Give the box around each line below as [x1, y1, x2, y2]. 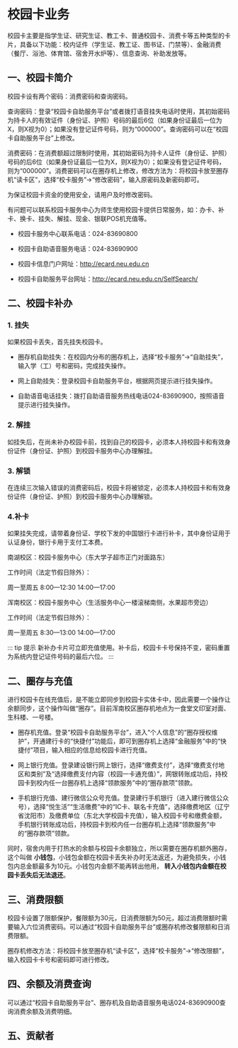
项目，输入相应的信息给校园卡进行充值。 [33, 746, 151, 754]
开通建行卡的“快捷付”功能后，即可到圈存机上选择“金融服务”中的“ [33, 737, 221, 745]
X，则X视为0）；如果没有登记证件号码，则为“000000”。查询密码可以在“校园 [7, 125, 229, 133]
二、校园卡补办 [7, 297, 73, 309]
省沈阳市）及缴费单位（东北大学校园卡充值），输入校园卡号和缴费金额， [17, 811, 226, 820]
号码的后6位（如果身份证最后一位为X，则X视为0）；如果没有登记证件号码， [7, 157, 225, 166]
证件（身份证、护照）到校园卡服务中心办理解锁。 [13, 492, 157, 501]
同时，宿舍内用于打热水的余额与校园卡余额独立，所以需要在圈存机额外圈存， [7, 844, 231, 853]
